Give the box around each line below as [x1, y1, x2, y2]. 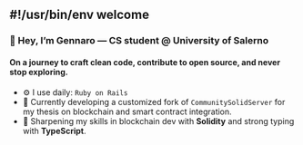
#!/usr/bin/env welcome [9, 7, 150, 23]
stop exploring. [9, 66, 68, 77]
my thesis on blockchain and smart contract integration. [22, 106, 232, 117]
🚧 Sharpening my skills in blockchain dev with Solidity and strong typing [22, 115, 295, 126]
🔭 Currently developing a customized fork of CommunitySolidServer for [22, 96, 286, 107]
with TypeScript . [22, 125, 86, 136]
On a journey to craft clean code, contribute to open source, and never [9, 56, 280, 67]
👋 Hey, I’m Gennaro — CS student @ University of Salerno [9, 34, 269, 47]
